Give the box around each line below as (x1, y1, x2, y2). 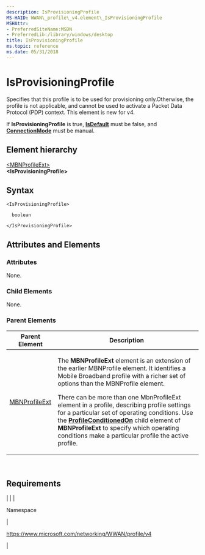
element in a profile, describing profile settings (57, 401, 191, 409)
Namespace (6, 507, 37, 514)
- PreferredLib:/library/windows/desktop (6, 32, 113, 38)
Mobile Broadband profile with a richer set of (57, 371, 186, 380)
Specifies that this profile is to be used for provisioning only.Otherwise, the (6, 96, 194, 103)
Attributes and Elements (6, 240, 101, 250)
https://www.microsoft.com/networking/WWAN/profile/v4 (6, 530, 152, 538)
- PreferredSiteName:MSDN (6, 26, 72, 32)
